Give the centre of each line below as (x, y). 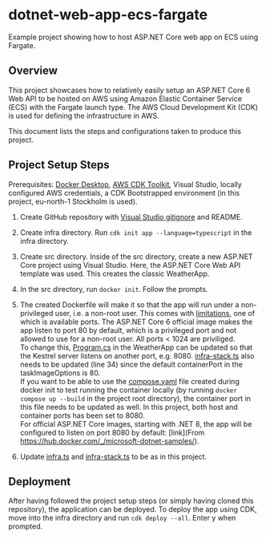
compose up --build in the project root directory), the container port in (135, 398)
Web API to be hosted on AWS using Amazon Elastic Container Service (125, 99)
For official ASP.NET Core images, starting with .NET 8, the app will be (136, 423)
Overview (33, 71)
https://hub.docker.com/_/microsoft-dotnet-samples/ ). (109, 441)
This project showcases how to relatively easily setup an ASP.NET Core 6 (129, 90)
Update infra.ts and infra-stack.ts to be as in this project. (113, 456)
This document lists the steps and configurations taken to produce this (125, 131)
